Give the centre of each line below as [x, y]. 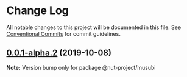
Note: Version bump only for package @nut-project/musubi [81, 67]
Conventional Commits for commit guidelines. [63, 33]
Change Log [37, 11]
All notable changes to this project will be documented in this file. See [94, 27]
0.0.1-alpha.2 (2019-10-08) [59, 53]
